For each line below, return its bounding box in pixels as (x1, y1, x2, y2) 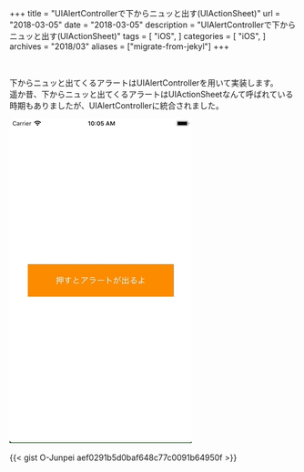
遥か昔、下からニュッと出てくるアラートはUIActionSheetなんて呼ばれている (9, 89, 294, 99)
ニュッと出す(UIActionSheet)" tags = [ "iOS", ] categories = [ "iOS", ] (9, 31, 267, 41)
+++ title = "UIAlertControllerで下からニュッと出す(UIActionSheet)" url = (9, 8, 280, 18)
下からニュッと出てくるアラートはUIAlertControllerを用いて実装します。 (9, 77, 279, 88)
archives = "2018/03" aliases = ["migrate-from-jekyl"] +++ (9, 41, 229, 52)
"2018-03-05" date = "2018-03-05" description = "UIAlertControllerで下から (9, 19, 296, 30)
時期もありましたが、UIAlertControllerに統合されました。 (9, 100, 225, 111)
